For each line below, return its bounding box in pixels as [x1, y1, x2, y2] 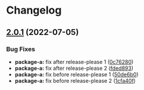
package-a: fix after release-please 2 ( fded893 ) [14, 65, 134, 72]
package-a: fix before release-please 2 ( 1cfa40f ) [14, 77, 136, 84]
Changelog [6, 4, 62, 17]
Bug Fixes [6, 45, 36, 53]
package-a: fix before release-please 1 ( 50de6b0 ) [14, 70, 139, 78]
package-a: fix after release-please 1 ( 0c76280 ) [14, 58, 134, 65]
